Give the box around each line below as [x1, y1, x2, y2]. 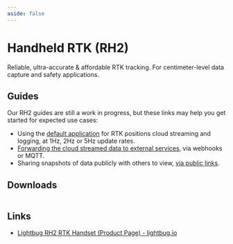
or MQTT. [17, 152, 45, 160]
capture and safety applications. [7, 70, 99, 78]
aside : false [7, 10, 45, 17]
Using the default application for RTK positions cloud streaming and [17, 130, 212, 138]
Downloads [7, 179, 58, 191]
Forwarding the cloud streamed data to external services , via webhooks [17, 144, 223, 152]
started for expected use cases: [7, 116, 98, 125]
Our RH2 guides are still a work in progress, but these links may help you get [7, 109, 226, 117]
